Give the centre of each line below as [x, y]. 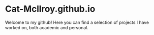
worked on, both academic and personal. [47, 27]
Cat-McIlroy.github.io [50, 9]
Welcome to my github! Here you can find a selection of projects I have [77, 22]
